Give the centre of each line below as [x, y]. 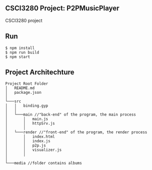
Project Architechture [40, 72]
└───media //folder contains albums [44, 163]
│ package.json [23, 93]
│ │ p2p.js [26, 146]
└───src [13, 101]
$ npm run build [22, 52]
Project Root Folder [27, 84]
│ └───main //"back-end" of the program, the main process [71, 115]
